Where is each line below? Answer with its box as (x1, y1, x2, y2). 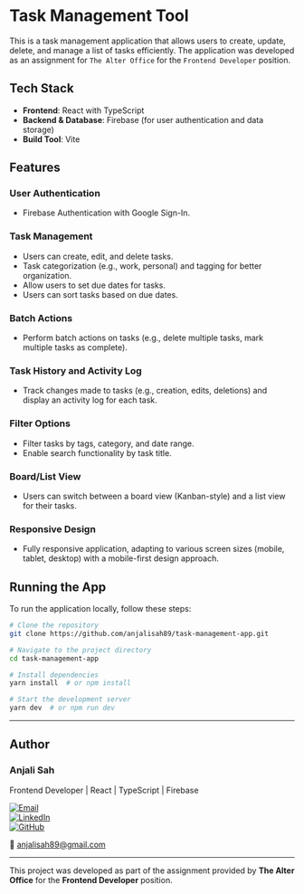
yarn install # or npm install (9, 679, 131, 688)
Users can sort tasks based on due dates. (22, 289, 178, 300)
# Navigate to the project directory (9, 645, 152, 654)
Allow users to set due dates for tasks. (22, 280, 166, 290)
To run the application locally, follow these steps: (9, 604, 192, 614)
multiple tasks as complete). (22, 342, 128, 353)
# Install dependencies (9, 670, 100, 680)
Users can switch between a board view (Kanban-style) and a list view (22, 490, 286, 501)
